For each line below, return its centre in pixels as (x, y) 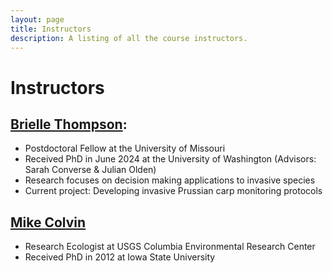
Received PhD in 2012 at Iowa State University (120, 257)
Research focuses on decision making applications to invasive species (170, 180)
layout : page (37, 19)
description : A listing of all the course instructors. (129, 38)
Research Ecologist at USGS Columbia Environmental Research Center (170, 247)
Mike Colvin (48, 222)
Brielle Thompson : (69, 124)
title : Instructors (51, 29)
